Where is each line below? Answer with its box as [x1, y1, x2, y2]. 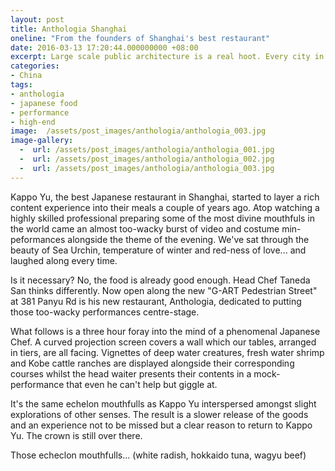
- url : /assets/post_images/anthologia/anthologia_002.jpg [19, 154, 275, 164]
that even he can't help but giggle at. [66, 378, 218, 390]
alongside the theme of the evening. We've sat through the [67, 233, 310, 245]
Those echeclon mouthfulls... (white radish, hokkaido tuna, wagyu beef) [10, 449, 307, 461]
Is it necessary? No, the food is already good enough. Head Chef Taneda [10, 274, 311, 286]
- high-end [10, 117, 56, 127]
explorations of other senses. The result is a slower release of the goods [10, 408, 309, 420]
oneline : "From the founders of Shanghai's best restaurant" [10, 33, 271, 43]
